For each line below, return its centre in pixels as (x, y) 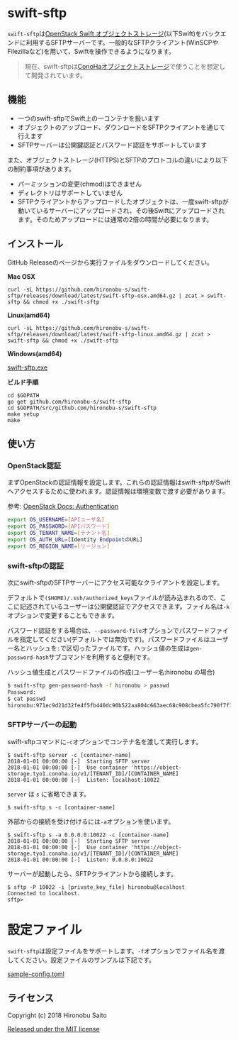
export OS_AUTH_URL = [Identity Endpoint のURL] (75, 540)
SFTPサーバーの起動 (42, 725)
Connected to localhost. (44, 893)
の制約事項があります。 (41, 169)
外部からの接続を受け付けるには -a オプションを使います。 (91, 822)
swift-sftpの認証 (36, 565)
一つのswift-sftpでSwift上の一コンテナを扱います (89, 118)
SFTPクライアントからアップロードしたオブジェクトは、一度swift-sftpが (123, 201)
